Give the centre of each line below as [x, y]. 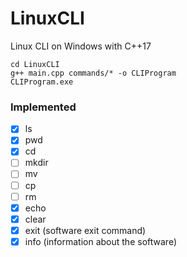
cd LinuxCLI [35, 64]
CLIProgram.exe [42, 82]
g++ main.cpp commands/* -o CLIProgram [93, 73]
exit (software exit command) [85, 230]
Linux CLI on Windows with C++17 [81, 46]
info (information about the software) [100, 241]
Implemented [43, 107]
